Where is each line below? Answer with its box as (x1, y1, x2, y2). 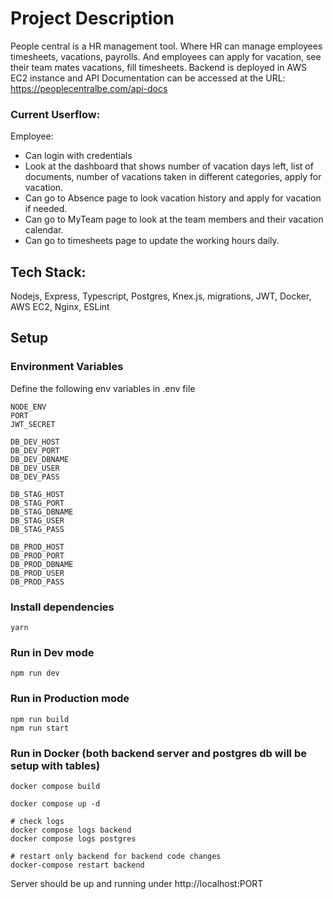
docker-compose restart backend (10, 860, 145, 870)
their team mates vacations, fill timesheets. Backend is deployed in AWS (10, 61, 307, 73)
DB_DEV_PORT (10, 445, 60, 456)
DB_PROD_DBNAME (10, 559, 74, 569)
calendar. (24, 224, 64, 236)
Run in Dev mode (10, 645, 95, 659)
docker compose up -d (10, 798, 101, 809)
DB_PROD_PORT (10, 550, 65, 561)
